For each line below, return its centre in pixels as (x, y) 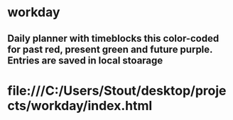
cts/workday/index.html (80, 106)
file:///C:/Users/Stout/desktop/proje (117, 91)
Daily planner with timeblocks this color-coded (113, 38)
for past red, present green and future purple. (110, 49)
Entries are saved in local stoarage (85, 60)
